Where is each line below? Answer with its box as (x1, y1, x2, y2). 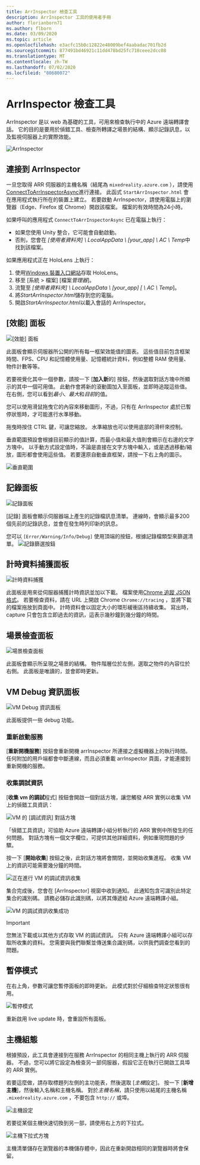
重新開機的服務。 (6, 762, 48, 769)
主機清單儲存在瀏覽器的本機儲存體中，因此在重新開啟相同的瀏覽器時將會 (6, 1145, 183, 1152)
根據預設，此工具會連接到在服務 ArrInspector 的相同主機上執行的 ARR (6, 1051, 177, 1059)
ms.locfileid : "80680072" (6, 70, 70, 76)
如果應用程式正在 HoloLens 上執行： (6, 256, 95, 263)
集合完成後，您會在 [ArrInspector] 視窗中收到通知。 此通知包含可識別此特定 (6, 887, 192, 894)
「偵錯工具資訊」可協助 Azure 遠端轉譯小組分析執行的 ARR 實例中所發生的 (6, 826, 189, 833)
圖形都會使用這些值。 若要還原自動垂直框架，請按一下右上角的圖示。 (16, 450, 185, 458)
